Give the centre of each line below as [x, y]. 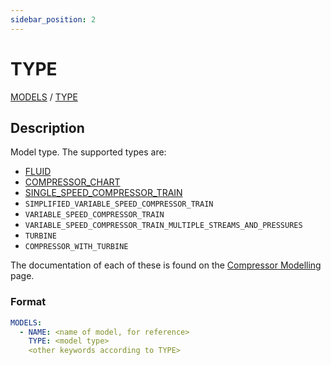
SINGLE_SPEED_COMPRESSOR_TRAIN [103, 193]
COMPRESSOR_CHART [72, 182]
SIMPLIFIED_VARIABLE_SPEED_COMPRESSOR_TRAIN [119, 204]
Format [28, 302]
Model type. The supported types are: [88, 152]
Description [47, 127]
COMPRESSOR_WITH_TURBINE [76, 247]
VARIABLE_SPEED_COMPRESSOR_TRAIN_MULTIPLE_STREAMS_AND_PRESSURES [163, 226]
